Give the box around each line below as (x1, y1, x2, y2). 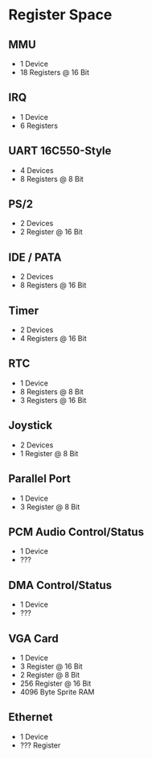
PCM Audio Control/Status (8, 525, 145, 538)
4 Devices (19, 165, 54, 175)
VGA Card (8, 632, 59, 645)
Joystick (8, 418, 53, 432)
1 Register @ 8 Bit (19, 448, 79, 458)
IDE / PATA (8, 250, 62, 264)
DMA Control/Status (8, 578, 113, 592)
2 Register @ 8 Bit (19, 669, 80, 679)
